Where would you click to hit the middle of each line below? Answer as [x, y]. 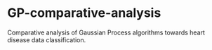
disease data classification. [47, 39]
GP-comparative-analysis [84, 13]
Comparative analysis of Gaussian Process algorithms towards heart [106, 32]
